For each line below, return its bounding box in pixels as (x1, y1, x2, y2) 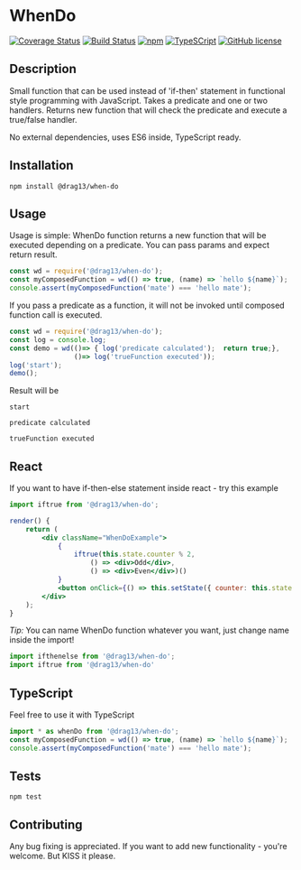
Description (9, 61, 77, 77)
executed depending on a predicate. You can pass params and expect (9, 240, 270, 251)
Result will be (9, 385, 59, 396)
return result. (9, 249, 58, 260)
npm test (9, 792, 42, 801)
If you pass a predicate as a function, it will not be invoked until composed (9, 300, 286, 310)
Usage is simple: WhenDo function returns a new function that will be (9, 230, 267, 241)
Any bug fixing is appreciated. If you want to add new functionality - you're (9, 841, 287, 852)
